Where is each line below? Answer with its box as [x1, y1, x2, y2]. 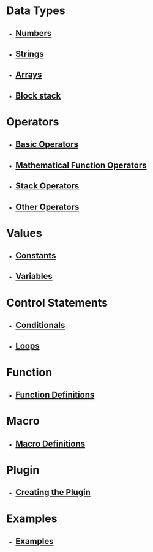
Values [6, 226, 42, 240]
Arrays [15, 70, 42, 80]
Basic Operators [15, 139, 78, 150]
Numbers [15, 28, 52, 39]
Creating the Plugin [15, 487, 91, 498]
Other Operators [15, 201, 80, 212]
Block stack [15, 90, 61, 101]
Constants [15, 250, 56, 261]
